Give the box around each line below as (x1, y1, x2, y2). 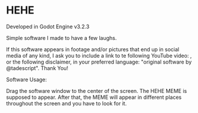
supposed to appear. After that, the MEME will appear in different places (6, 94, 182, 101)
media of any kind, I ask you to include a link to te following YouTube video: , (6, 52, 192, 59)
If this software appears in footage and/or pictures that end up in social (6, 45, 179, 53)
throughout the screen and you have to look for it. (6, 99, 127, 107)
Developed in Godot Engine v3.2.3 (6, 23, 90, 30)
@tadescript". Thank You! (6, 64, 69, 71)
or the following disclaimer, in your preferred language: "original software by (6, 58, 192, 65)
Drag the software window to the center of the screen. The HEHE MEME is (6, 87, 187, 94)
